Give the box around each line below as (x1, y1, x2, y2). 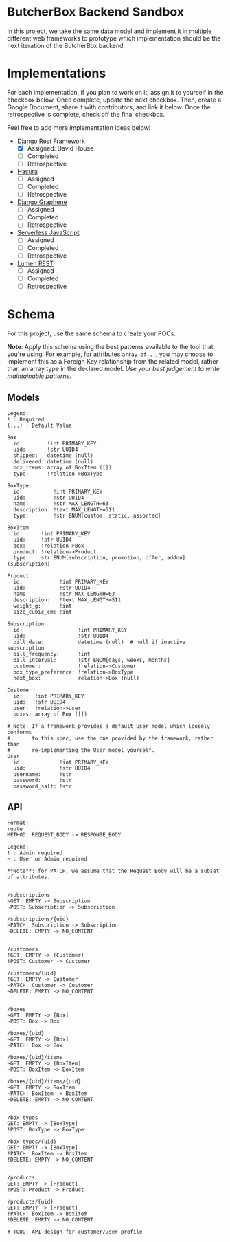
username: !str (13, 770, 72, 777)
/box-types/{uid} (7, 1138, 57, 1145)
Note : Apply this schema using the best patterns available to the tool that (7, 342, 214, 351)
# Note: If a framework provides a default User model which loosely (7, 722, 211, 729)
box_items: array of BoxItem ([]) (13, 464, 112, 471)
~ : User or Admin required (7, 856, 88, 863)
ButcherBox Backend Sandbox (7, 4, 184, 20)
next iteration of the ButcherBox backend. (7, 41, 126, 49)
